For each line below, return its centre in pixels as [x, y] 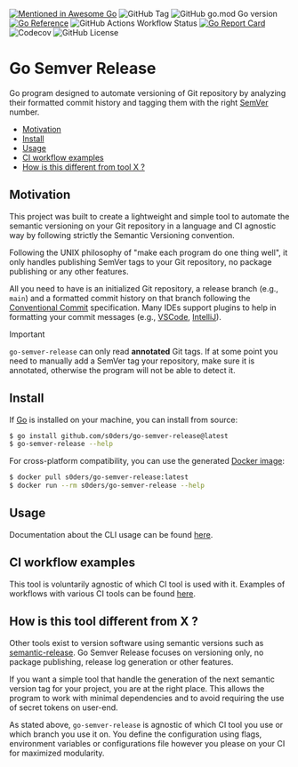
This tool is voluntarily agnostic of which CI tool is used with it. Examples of [147, 584]
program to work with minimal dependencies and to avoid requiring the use [147, 698]
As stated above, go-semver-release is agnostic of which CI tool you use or [146, 724]
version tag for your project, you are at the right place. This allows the [137, 688]
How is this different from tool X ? [83, 167]
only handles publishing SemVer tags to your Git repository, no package [141, 261]
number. [24, 112]
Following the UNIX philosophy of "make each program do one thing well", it [149, 252]
